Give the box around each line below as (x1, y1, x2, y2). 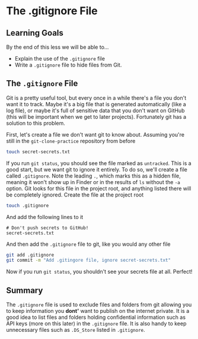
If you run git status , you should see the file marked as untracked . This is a (6, 159, 191, 167)
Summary (6, 285, 43, 295)
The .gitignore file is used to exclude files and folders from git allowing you (6, 301, 192, 308)
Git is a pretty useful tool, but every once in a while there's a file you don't (6, 94, 187, 102)
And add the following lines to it (6, 213, 84, 220)
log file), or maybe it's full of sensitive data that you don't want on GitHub (6, 107, 185, 114)
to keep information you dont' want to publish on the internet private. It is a (6, 308, 190, 315)
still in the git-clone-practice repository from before (6, 137, 136, 144)
